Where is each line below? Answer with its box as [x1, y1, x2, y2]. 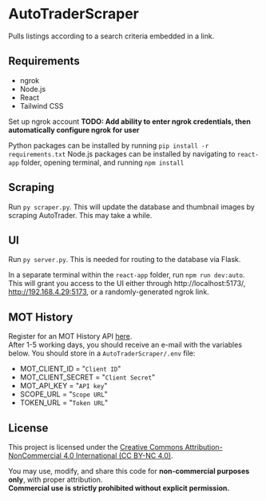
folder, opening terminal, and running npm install [21, 157, 185, 167]
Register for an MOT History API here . [8, 332, 133, 341]
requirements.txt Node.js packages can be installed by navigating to [8, 149, 236, 158]
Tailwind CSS [19, 101, 64, 110]
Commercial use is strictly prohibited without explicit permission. [8, 483, 230, 492]
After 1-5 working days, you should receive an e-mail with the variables [8, 340, 242, 350]
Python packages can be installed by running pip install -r [8, 141, 209, 150]
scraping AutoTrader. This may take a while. [8, 210, 153, 220]
